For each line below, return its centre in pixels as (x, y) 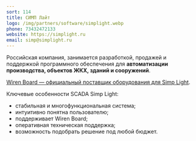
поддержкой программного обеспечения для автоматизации (87, 64)
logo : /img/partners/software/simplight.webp (65, 23)
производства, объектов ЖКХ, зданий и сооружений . (79, 70)
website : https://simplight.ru (46, 35)
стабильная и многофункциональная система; (75, 106)
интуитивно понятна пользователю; (62, 112)
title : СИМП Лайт (28, 18)
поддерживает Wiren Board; (51, 119)
